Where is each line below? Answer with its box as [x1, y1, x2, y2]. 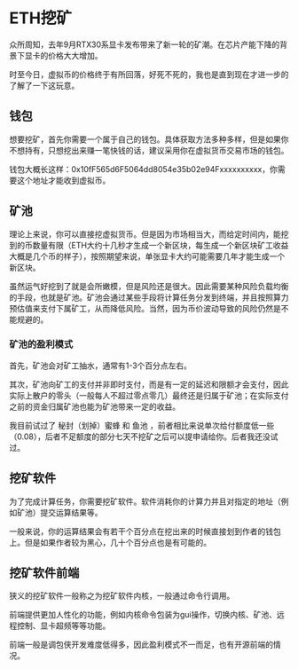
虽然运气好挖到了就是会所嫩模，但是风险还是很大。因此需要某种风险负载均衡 [9, 280, 289, 291]
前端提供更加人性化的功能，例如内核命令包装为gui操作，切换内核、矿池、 [9, 610, 278, 620]
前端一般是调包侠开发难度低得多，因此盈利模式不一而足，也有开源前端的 [9, 640, 273, 650]
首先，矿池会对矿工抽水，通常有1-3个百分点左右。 [9, 360, 192, 371]
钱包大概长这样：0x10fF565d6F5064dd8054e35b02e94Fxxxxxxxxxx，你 [9, 163, 278, 174]
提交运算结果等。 [39, 507, 103, 517]
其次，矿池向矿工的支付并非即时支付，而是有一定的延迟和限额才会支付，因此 [9, 379, 289, 390]
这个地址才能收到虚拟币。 [16, 175, 111, 185]
